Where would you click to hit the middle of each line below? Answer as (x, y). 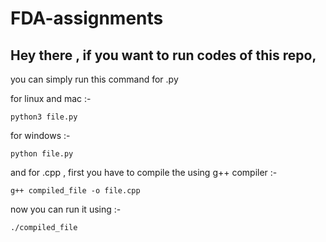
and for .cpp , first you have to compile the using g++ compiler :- (144, 172)
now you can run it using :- (66, 209)
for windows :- (40, 135)
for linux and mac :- (51, 98)
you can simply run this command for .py (94, 79)
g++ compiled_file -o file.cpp (75, 191)
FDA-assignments (87, 18)
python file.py (42, 154)
